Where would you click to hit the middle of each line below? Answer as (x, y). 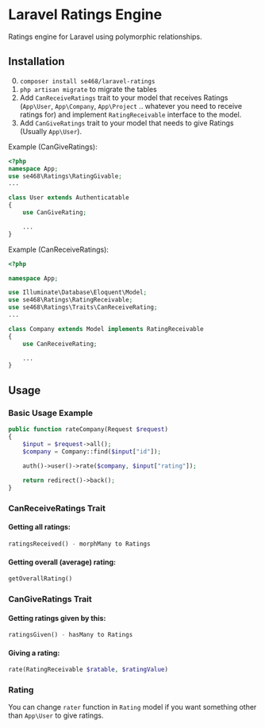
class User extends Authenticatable (69, 198)
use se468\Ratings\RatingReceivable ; (71, 300)
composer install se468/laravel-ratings (87, 81)
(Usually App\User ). (50, 131)
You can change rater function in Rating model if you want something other (132, 707)
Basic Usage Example (51, 413)
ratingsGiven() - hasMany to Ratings (71, 635)
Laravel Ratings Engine (85, 15)
